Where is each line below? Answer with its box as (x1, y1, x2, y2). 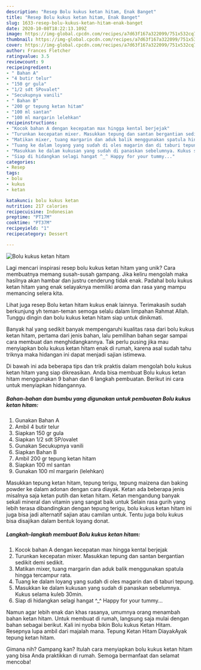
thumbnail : (6, 36, 33, 42)
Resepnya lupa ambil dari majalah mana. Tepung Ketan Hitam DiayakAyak (6, 628, 187, 635)
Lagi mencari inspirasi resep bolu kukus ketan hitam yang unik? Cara (6, 264, 176, 271)
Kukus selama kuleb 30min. (14, 590, 83, 598)
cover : (6, 42, 23, 48)
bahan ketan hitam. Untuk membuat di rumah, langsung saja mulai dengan (6, 614, 190, 622)
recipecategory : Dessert (6, 231, 68, 237)
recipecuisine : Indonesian (6, 209, 74, 215)
